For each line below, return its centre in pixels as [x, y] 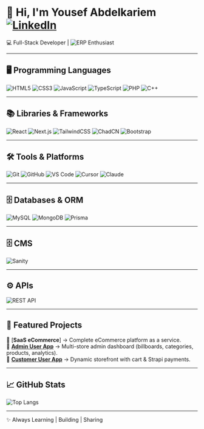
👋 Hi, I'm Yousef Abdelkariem [81, 12]
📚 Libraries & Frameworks [57, 114]
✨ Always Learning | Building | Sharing [55, 420]
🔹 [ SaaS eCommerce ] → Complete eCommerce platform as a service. [94, 340]
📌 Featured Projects [44, 325]
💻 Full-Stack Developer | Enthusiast [60, 43]
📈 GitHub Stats [36, 385]
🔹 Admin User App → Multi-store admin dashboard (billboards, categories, [100, 346]
